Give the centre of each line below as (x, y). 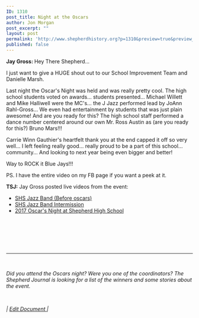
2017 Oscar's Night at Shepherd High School (69, 210)
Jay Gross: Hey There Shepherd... (48, 61)
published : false (28, 45)
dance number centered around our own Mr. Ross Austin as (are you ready (97, 122)
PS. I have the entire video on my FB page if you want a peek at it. (86, 175)
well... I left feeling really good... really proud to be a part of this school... (94, 146)
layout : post (22, 34)
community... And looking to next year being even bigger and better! (89, 152)
